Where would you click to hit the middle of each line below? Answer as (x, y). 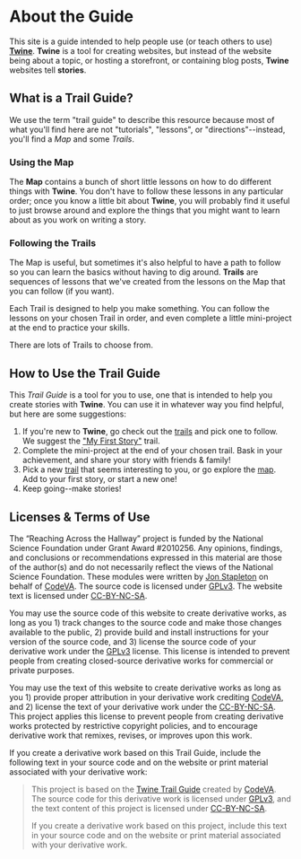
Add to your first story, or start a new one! (99, 479)
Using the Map (42, 162)
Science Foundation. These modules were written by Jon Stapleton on (139, 576)
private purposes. (42, 670)
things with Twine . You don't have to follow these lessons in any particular (146, 191)
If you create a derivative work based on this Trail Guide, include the (135, 752)
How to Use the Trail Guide (85, 373)
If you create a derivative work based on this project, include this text (159, 825)
